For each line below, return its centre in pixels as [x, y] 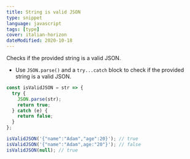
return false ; [35, 116]
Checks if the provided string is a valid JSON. [64, 58]
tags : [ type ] [23, 29]
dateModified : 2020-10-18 [39, 41]
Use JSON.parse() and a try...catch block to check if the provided [100, 70]
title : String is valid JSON [44, 12]
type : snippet [25, 18]
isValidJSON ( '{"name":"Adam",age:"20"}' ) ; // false [74, 144]
